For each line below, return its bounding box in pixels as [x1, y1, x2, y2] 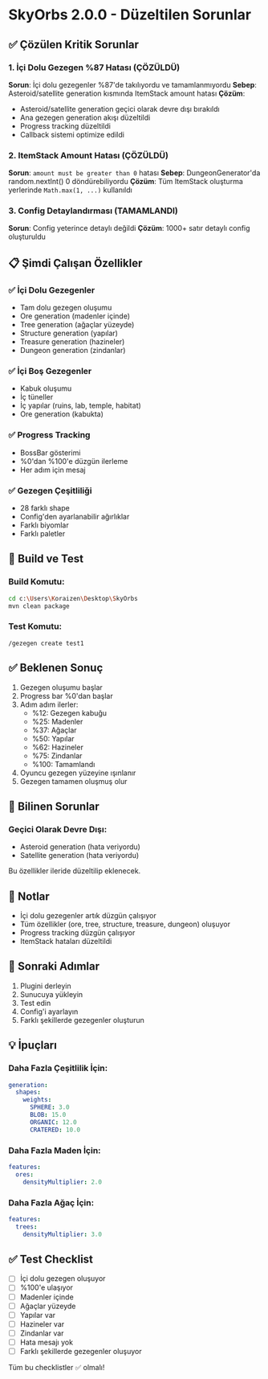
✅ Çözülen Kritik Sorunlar [8, 38, 139, 51]
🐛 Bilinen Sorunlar [8, 799, 100, 813]
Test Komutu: [8, 621, 63, 632]
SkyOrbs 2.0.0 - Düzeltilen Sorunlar [8, 6, 252, 24]
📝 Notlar [8, 889, 50, 903]
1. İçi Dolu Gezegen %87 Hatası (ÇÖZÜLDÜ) [8, 62, 181, 73]
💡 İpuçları [8, 1039, 58, 1053]
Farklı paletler [19, 529, 66, 539]
